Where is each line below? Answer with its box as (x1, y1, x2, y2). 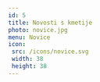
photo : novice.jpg (8, 26, 68, 34)
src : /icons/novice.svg (11, 48, 89, 55)
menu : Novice (8, 33, 51, 41)
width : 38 (11, 55, 44, 63)
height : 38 (11, 62, 47, 70)
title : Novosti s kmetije (8, 19, 92, 27)
